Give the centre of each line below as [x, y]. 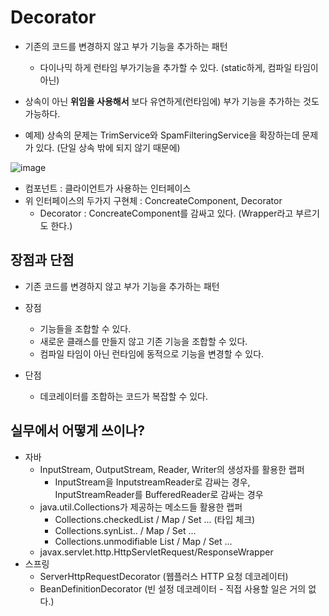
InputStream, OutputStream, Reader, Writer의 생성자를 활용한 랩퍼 [172, 469]
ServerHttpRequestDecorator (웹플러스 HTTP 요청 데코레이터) [164, 576]
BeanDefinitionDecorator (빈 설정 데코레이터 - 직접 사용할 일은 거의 [173, 588]
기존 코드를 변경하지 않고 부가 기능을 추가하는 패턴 [122, 286]
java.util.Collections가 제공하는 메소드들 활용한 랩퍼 [141, 507]
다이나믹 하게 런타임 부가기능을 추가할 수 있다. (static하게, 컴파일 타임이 [179, 67]
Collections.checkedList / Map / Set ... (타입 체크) [155, 519]
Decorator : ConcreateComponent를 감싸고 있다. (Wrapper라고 [166, 213]
